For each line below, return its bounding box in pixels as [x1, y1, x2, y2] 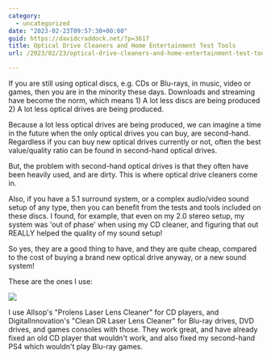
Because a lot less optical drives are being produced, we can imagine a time [8, 120, 262, 129]
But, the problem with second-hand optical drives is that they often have [8, 161, 248, 170]
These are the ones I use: [8, 277, 93, 286]
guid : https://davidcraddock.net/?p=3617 [8, 34, 150, 43]
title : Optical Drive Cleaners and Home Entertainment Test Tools [8, 42, 236, 50]
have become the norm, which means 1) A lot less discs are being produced [8, 96, 261, 105]
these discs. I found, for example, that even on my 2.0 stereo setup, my [8, 211, 245, 220]
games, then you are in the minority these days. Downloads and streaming [8, 87, 256, 97]
